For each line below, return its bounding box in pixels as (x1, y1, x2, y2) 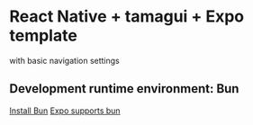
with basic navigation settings (9, 55, 120, 66)
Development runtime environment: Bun (9, 81, 239, 96)
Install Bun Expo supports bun (9, 105, 121, 116)
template (9, 25, 78, 46)
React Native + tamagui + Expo (9, 6, 245, 27)
